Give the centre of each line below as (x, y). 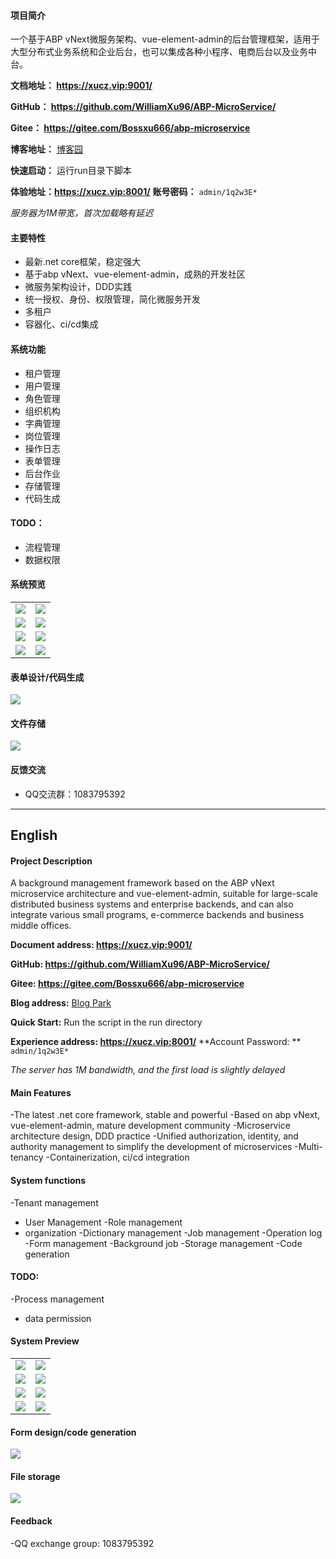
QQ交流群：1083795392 (75, 794)
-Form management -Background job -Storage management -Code (163, 1243)
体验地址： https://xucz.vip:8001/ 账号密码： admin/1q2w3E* (134, 192)
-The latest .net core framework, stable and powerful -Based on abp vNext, (165, 1115)
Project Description (51, 861)
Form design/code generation (73, 1432)
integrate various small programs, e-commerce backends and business (157, 915)
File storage (35, 1476)
